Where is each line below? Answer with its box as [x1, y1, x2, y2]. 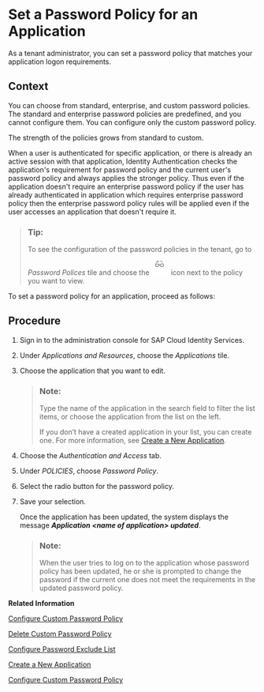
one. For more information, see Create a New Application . [39, 436, 227, 446]
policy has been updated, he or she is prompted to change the [39, 566, 242, 576]
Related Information [8, 599, 75, 608]
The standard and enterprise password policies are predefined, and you [8, 109, 242, 118]
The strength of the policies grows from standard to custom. [8, 133, 204, 142]
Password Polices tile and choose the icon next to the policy [27, 268, 243, 277]
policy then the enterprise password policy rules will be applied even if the [8, 198, 250, 208]
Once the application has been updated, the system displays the [19, 512, 229, 522]
